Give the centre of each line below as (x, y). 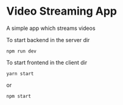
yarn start (20, 74)
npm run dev (21, 51)
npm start (19, 96)
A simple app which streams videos (51, 28)
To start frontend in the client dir (47, 62)
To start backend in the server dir (48, 40)
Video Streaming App (62, 11)
